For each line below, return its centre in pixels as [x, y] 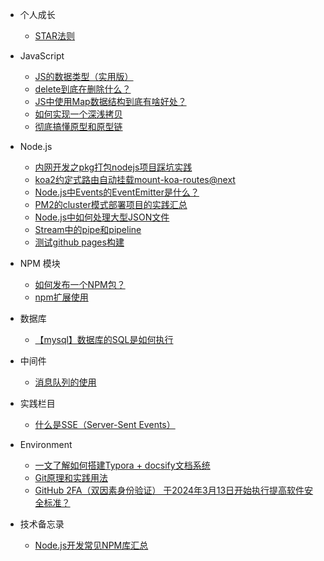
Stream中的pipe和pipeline [88, 229]
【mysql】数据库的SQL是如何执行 [104, 339]
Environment [46, 444]
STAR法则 [55, 36]
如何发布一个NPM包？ [80, 284]
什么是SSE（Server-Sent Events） [105, 424]
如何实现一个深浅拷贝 [78, 114]
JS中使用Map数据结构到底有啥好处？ [110, 101]
